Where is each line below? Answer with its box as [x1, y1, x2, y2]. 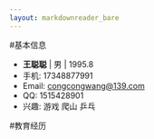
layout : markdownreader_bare [9, 13, 120, 23]
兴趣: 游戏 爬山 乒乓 [22, 101, 96, 112]
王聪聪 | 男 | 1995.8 [22, 58, 94, 69]
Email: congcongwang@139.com [22, 80, 145, 91]
